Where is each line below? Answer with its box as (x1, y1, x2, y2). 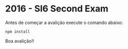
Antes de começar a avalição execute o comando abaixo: (5, 19, 123, 25)
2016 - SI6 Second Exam (5, 3, 108, 14)
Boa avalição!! (5, 38, 34, 44)
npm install (5, 29, 30, 34)
